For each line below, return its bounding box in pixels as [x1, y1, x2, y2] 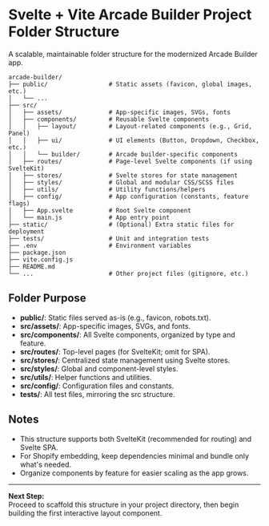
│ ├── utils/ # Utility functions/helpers [8, 185, 206, 193]
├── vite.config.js [8, 255, 74, 264]
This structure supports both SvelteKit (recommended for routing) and [19, 434, 252, 443]
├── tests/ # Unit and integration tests [8, 234, 210, 242]
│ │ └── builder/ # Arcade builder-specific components [8, 150, 239, 158]
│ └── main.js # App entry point [8, 213, 171, 221]
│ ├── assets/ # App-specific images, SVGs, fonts [8, 108, 231, 116]
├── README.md [8, 262, 56, 270]
